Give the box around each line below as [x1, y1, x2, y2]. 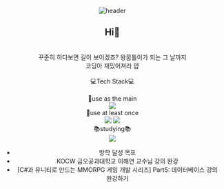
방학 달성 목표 [99, 148, 136, 157]
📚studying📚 [93, 124, 132, 132]
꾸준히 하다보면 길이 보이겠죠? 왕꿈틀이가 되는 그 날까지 [38, 52, 187, 61]
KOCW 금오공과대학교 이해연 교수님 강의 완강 [56, 157, 179, 165]
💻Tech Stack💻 [90, 77, 135, 86]
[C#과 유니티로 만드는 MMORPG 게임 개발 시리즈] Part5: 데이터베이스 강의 [17, 166, 218, 174]
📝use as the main [88, 94, 137, 103]
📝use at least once [85, 108, 139, 117]
